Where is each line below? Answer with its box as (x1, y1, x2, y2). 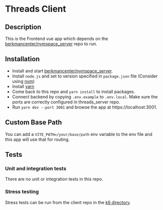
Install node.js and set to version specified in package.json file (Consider (12, 73, 158, 79)
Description (5, 23, 41, 31)
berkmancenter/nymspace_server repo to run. (5, 41, 97, 47)
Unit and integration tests (5, 165, 67, 172)
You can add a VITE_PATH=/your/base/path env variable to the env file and (5, 131, 152, 137)
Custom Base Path (5, 118, 62, 127)
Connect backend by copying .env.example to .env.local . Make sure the (12, 94, 158, 99)
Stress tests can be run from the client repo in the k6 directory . (5, 199, 131, 205)
